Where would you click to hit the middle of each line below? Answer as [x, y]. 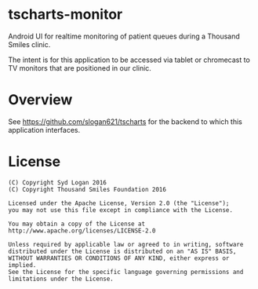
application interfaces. [44, 130]
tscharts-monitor [65, 15]
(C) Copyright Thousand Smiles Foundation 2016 [87, 189]
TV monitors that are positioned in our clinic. [80, 68]
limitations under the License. [61, 279]
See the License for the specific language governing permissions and [126, 272]
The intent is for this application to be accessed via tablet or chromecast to [129, 60]
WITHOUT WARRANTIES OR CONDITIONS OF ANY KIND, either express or [119, 258]
